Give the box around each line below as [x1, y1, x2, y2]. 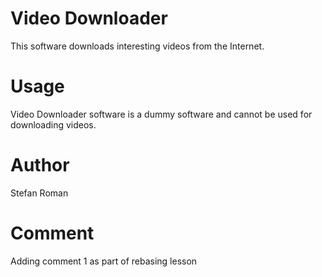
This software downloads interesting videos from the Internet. [10, 40, 265, 52]
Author [10, 154, 70, 177]
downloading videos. [10, 118, 97, 131]
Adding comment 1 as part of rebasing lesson [10, 255, 198, 267]
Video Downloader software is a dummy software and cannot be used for [10, 108, 313, 120]
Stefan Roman [10, 187, 69, 199]
